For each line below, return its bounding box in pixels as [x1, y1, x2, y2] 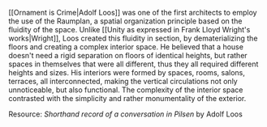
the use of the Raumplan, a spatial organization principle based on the [8, 16, 243, 26]
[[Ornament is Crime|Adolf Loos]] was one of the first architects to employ [8, 8, 257, 17]
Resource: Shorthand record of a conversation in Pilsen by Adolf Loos [8, 109, 243, 119]
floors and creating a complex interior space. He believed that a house [8, 42, 243, 52]
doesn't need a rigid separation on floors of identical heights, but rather [8, 51, 248, 60]
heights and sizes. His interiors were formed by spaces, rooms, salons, [8, 68, 245, 77]
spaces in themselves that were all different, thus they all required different [8, 59, 259, 69]
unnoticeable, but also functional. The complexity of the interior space [8, 85, 243, 95]
